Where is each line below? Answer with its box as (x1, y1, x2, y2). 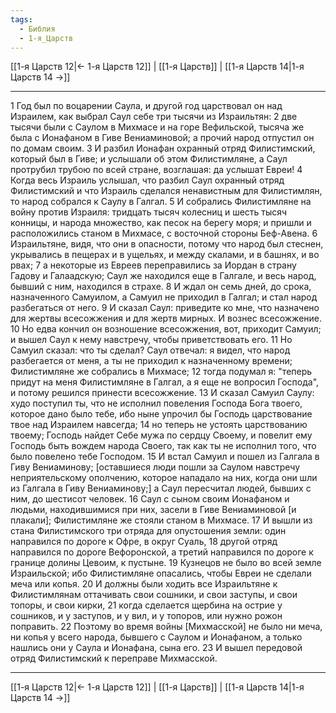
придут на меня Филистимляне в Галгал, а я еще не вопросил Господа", (10, 376, 320, 388)
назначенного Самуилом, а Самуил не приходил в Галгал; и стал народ (10, 291, 318, 303)
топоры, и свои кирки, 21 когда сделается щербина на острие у (10, 599, 283, 611)
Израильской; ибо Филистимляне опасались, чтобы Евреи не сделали (10, 567, 312, 580)
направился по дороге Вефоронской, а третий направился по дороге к (10, 546, 314, 558)
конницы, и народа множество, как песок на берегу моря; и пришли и (10, 217, 312, 229)
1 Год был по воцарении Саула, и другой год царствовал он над (10, 100, 283, 112)
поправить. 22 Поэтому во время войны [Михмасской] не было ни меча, (10, 621, 323, 633)
